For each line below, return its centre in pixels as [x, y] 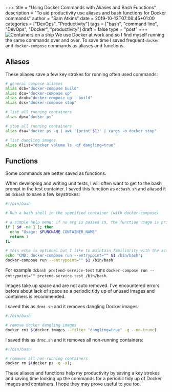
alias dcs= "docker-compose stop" [41, 103]
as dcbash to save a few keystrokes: [43, 194]
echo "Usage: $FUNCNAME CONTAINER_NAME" [53, 232]
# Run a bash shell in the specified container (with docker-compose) [82, 213]
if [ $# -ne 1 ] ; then [29, 227]
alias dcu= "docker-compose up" [39, 93]
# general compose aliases [34, 84]
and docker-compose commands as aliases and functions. [65, 46]
